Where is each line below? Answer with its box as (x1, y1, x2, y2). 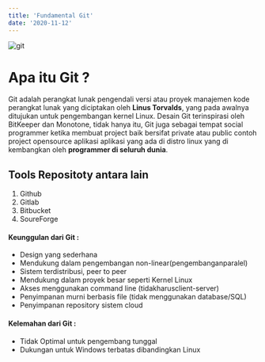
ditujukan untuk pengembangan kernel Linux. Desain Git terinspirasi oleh (8, 112, 245, 121)
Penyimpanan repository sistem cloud (19, 300, 144, 310)
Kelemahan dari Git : (8, 318, 77, 329)
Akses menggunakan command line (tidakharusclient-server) (19, 284, 220, 293)
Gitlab (19, 197, 40, 207)
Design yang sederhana (19, 250, 98, 260)
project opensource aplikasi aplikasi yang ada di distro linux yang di (8, 136, 229, 147)
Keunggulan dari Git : (8, 232, 79, 242)
